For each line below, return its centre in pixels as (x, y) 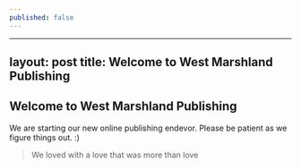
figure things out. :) (45, 137)
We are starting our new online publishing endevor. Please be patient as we (148, 128)
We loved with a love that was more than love (115, 155)
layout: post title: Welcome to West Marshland (141, 62)
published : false (42, 17)
